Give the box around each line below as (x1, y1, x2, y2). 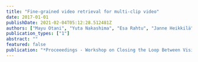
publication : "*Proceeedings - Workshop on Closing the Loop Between (6, 47, 181, 53)
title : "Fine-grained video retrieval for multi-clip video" (6, 8, 160, 15)
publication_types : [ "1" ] (6, 31, 70, 37)
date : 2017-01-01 (6, 14, 49, 20)
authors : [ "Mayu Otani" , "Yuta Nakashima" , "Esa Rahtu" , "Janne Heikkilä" (6, 25, 194, 31)
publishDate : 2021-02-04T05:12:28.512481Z (6, 19, 112, 25)
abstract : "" (6, 36, 38, 42)
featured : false (6, 42, 46, 48)
